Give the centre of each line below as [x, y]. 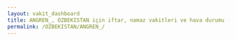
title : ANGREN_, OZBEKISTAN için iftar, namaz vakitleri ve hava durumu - [119, 20]
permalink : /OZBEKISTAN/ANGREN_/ [56, 26]
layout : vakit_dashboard [44, 14]
